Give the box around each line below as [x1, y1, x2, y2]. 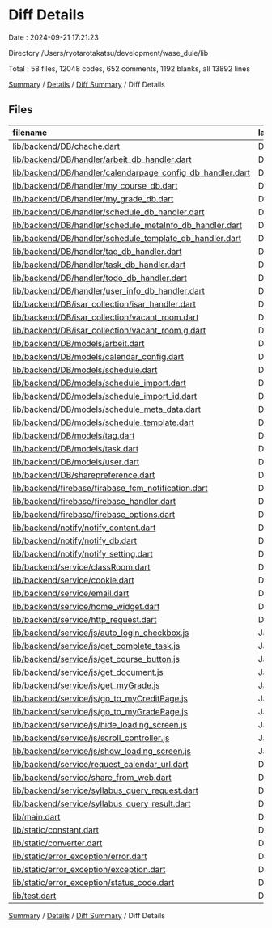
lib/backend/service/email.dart [12, 587, 130, 599]
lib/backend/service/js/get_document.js [12, 666, 164, 677]
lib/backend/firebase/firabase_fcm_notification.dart [12, 482, 208, 494]
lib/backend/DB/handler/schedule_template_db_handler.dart [12, 232, 241, 244]
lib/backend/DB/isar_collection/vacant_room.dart [12, 311, 199, 323]
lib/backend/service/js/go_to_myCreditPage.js [12, 693, 189, 704]
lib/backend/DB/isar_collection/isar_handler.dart [12, 298, 197, 309]
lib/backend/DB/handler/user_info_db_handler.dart [12, 285, 205, 296]
